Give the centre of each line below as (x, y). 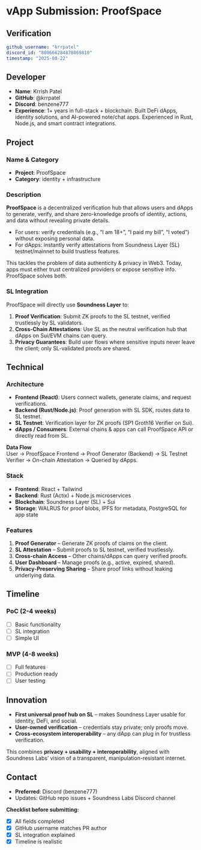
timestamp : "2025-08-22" (37, 58)
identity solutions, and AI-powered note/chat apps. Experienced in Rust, (104, 117)
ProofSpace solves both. (37, 276)
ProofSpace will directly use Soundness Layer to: (67, 305)
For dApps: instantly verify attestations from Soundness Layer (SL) (97, 245)
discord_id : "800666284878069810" (49, 52)
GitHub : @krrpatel (37, 98)
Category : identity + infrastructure (58, 179)
